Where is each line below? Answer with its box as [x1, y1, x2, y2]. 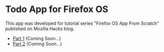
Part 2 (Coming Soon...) [12, 40, 62, 46]
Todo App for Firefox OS [5, 4, 109, 15]
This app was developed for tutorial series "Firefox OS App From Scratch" [5, 20, 159, 26]
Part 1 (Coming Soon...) [12, 35, 61, 41]
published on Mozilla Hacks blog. [5, 25, 74, 31]
